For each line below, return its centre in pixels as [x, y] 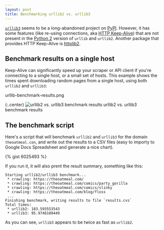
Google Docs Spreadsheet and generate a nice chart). [59, 147]
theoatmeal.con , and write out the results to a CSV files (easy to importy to [80, 142]
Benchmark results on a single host [60, 59]
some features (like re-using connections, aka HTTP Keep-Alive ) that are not [82, 33]
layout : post [18, 9]
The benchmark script [40, 125]
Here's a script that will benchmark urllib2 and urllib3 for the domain [76, 137]
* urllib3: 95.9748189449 [33, 213]
